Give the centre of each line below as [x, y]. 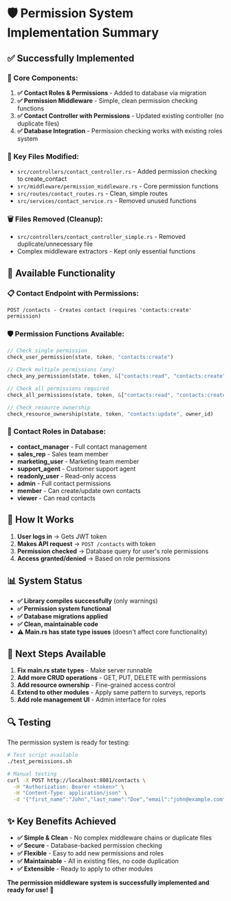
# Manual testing [32, 774]
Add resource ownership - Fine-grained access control [96, 685]
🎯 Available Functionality [61, 273]
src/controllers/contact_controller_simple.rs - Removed [101, 237]
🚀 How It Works [41, 520]
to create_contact [42, 179]
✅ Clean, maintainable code [57, 624]
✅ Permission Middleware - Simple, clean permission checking [107, 100]
